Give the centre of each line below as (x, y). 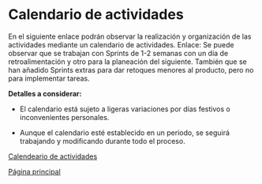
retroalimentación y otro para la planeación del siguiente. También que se (127, 62)
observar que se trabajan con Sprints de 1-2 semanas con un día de (118, 53)
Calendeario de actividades (53, 156)
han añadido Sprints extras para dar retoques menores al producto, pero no (131, 69)
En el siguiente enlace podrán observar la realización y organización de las (130, 36)
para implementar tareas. (49, 78)
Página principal (34, 171)
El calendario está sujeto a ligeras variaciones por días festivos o (125, 109)
